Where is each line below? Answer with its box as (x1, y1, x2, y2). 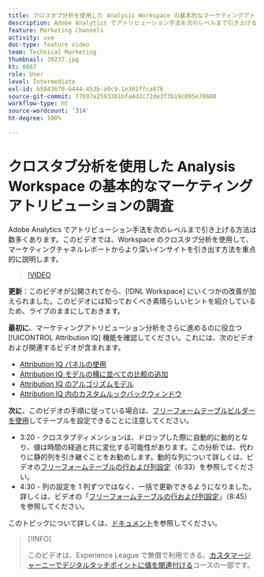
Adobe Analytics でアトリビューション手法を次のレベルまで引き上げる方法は (8, 224, 257, 234)
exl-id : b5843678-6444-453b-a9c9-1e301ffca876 (8, 84, 164, 93)
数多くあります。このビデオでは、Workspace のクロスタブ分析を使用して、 (8, 234, 254, 244)
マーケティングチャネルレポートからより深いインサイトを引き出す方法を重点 (8, 244, 256, 253)
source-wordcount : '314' (8, 107, 90, 115)
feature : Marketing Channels (8, 26, 104, 34)
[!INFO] (27, 534, 52, 543)
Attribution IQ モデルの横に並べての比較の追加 (19, 369, 169, 379)
